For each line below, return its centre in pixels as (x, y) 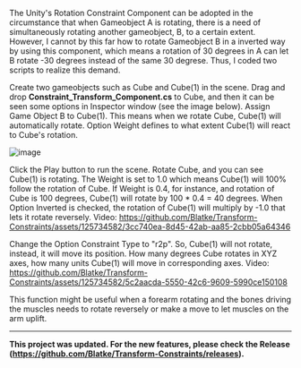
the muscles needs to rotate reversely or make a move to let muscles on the (149, 309)
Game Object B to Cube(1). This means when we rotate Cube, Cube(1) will (145, 116)
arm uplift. (28, 318)
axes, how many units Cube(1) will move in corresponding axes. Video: (139, 263)
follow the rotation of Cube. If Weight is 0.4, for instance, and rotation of (142, 188)
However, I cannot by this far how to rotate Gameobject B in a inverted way (147, 41)
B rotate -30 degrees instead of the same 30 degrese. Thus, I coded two (143, 60)
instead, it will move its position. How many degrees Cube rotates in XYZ (143, 253)
